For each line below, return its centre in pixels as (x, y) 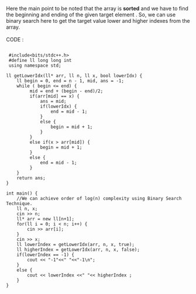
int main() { (22, 193)
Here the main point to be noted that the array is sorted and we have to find (97, 8)
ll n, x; (27, 209)
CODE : (15, 39)
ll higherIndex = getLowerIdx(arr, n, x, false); (78, 250)
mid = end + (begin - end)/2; (66, 91)
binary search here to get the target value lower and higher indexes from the (98, 21)
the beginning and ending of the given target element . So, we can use (91, 15)
